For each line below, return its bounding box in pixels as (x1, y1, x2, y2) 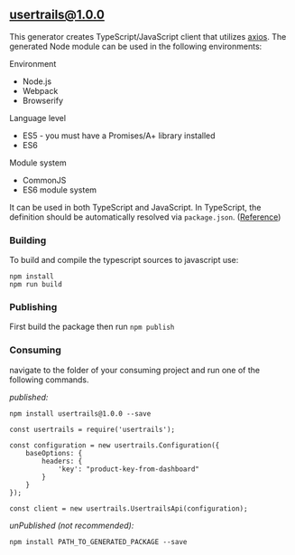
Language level (9, 112, 66, 123)
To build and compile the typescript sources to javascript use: (9, 255, 239, 266)
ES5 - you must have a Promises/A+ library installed (22, 130, 216, 141)
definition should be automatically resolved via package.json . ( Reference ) (9, 212, 281, 222)
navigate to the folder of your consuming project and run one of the (9, 364, 260, 375)
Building (9, 234, 47, 247)
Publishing (9, 301, 58, 314)
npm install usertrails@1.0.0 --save (9, 409, 152, 419)
